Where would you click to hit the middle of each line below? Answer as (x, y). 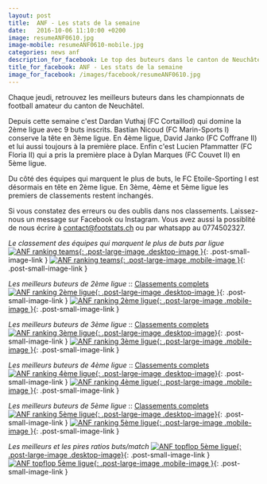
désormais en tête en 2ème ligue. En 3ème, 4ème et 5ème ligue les (118, 186)
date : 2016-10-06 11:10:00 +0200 (67, 30)
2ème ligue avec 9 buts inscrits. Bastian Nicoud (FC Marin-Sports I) (119, 129)
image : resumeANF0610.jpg (51, 38)
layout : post (30, 15)
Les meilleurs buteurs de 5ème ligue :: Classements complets (108, 405)
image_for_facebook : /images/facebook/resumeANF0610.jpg (104, 75)
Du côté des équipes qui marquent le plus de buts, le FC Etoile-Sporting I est (133, 179)
